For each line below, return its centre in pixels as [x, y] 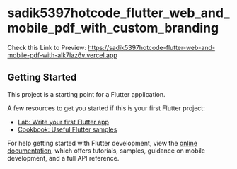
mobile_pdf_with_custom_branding [113, 28]
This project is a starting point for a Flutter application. [86, 94]
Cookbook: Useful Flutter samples [67, 129]
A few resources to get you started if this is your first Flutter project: [106, 108]
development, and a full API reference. [63, 158]
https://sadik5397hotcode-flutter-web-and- [152, 47]
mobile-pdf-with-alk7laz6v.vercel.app [63, 55]
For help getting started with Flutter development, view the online [103, 143]
